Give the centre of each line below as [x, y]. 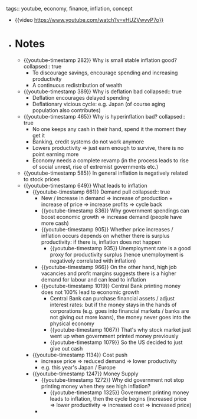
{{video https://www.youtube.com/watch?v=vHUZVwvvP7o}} [89, 20]
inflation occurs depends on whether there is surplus [105, 235]
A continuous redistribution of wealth [77, 85]
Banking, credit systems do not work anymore [88, 142]
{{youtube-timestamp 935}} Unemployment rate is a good [120, 248]
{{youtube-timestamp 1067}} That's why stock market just [121, 329]
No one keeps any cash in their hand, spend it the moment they [109, 129]
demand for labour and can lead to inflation [93, 279]
